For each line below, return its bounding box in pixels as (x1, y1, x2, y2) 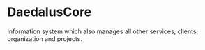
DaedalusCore (7, 4, 92, 20)
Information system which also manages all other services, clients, (7, 27, 199, 35)
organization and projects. (7, 34, 82, 42)
